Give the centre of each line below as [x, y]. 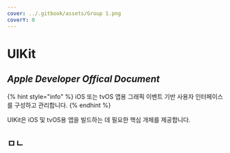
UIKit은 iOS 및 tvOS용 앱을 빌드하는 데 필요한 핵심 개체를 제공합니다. [99, 119]
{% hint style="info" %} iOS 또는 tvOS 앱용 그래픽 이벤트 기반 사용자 [101, 96]
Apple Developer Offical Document [83, 79]
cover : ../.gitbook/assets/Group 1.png [64, 13]
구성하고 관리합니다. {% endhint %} [62, 105]
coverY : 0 [21, 20]
